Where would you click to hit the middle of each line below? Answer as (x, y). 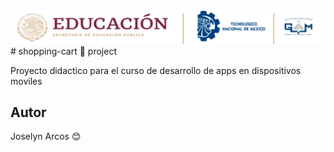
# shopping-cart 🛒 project (63, 51)
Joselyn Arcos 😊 (46, 136)
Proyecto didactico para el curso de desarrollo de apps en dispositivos (156, 70)
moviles (26, 81)
